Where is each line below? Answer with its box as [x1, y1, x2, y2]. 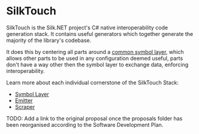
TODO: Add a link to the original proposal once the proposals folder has [6, 115, 183, 122]
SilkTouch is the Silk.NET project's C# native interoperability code [6, 24, 168, 31]
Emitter [14, 97, 33, 104]
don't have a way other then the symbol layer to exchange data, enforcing [6, 61, 189, 68]
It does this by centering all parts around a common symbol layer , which [6, 48, 184, 55]
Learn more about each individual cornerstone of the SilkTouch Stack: [6, 79, 179, 86]
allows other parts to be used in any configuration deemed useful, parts [6, 54, 183, 62]
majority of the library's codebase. [6, 36, 92, 44]
